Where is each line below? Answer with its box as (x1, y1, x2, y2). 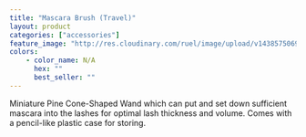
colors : (9, 47, 39, 57)
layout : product (9, 22, 71, 31)
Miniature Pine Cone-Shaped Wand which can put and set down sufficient (9, 98, 288, 109)
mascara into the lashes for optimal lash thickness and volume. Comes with (9, 107, 292, 119)
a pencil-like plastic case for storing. (9, 117, 147, 128)
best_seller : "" (33, 73, 96, 82)
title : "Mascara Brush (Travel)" (9, 13, 137, 23)
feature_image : (9, 38, 67, 48)
